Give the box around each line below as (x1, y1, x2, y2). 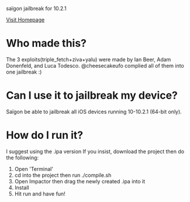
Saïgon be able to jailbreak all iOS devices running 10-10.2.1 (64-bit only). (6, 108, 182, 115)
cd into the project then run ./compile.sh (14, 172, 112, 179)
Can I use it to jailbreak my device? (6, 89, 178, 102)
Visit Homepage (6, 16, 45, 23)
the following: (6, 154, 39, 161)
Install (14, 184, 29, 191)
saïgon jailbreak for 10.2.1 (6, 5, 67, 12)
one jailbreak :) (6, 68, 42, 75)
